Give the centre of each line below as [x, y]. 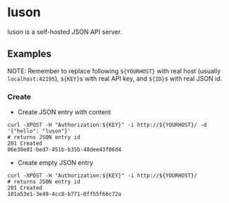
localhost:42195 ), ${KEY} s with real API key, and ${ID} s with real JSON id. [115, 78]
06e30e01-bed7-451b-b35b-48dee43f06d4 [64, 150]
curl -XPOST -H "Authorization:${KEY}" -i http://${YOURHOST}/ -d [107, 125]
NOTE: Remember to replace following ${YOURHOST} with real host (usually [114, 70]
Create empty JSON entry [55, 163]
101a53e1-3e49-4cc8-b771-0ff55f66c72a [64, 195]
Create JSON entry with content [64, 112]
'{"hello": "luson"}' [39, 131]
